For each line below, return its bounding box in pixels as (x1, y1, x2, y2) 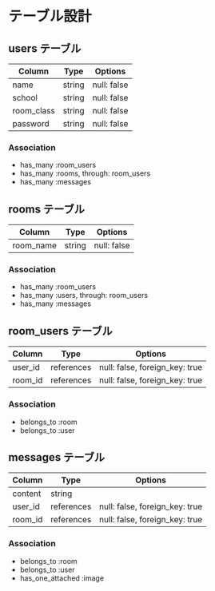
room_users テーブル (8, 324, 113, 338)
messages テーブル (8, 450, 106, 464)
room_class (12, 105, 56, 116)
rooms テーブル (8, 202, 86, 216)
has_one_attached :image (19, 573, 105, 583)
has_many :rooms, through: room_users (19, 169, 151, 178)
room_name (12, 240, 58, 252)
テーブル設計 (8, 7, 92, 26)
